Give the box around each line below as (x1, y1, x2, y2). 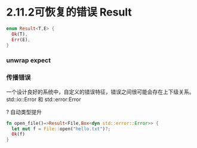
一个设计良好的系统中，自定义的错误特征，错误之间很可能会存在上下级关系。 (6, 88, 195, 95)
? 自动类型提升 (6, 108, 42, 115)
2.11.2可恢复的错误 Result (6, 5, 133, 19)
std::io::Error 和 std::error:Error (6, 95, 82, 103)
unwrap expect (6, 56, 51, 64)
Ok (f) (11, 131, 26, 137)
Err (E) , (11, 36, 31, 42)
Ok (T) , (11, 31, 28, 37)
